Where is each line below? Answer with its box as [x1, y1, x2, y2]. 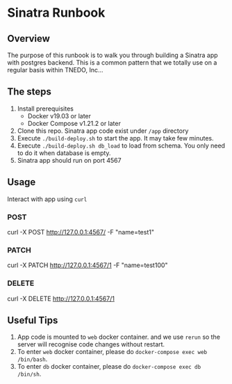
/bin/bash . [17, 355, 48, 363]
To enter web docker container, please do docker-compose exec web [17, 348, 207, 356]
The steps [7, 86, 52, 98]
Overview [7, 33, 51, 45]
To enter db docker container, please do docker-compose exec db [17, 362, 201, 371]
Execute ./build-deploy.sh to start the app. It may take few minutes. [17, 134, 214, 142]
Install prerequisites [17, 104, 74, 113]
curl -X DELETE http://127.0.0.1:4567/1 [7, 294, 115, 303]
